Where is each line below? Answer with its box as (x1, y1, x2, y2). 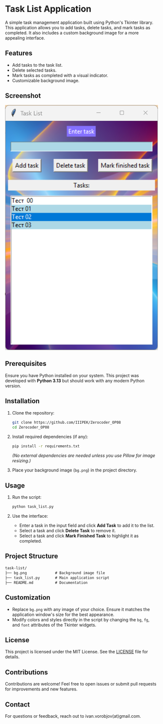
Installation (5, 397, 40, 405)
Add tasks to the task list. (12, 62, 63, 68)
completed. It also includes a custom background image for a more (5, 30, 139, 36)
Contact (5, 700, 30, 708)
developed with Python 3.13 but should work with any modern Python (5, 378, 145, 383)
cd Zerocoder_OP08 (12, 425, 49, 430)
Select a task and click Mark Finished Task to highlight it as (19, 533, 139, 539)
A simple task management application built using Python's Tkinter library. (5, 19, 154, 25)
